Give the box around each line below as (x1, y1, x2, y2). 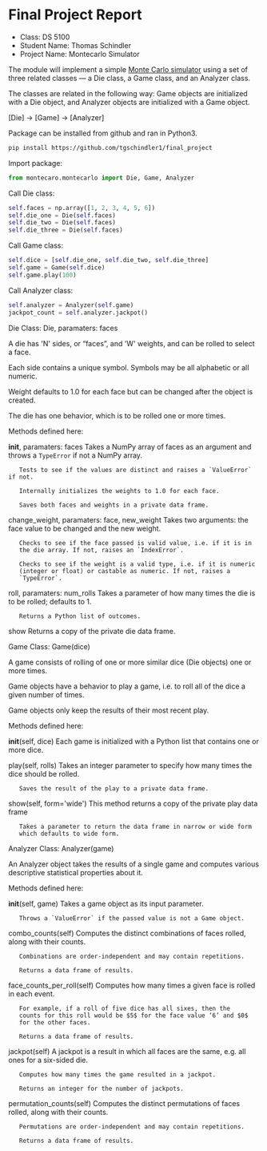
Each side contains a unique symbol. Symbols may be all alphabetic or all (8, 362, 249, 372)
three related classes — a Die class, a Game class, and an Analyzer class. (8, 73, 250, 83)
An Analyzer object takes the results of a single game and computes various (8, 859, 260, 869)
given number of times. (8, 689, 86, 699)
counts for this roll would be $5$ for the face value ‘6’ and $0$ (18, 1012, 249, 1020)
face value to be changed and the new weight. (8, 523, 161, 533)
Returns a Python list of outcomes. (18, 612, 141, 620)
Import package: (8, 158, 62, 168)
